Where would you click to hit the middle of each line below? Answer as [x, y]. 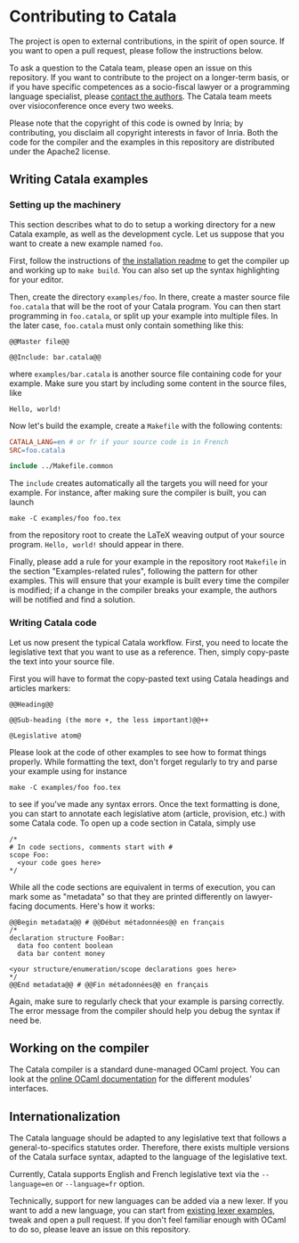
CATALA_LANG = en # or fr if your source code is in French [119, 442]
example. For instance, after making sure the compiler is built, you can [138, 493]
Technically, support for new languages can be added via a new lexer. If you [149, 1201]
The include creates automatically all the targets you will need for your [139, 483]
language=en [31, 1185]
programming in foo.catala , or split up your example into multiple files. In [144, 316]
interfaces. [29, 1089]
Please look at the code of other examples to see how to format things [138, 752]
